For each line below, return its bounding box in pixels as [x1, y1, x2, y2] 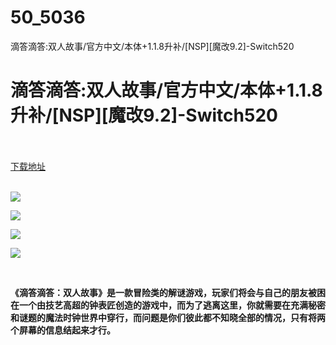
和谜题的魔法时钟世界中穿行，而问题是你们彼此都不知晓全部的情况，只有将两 [10, 311, 326, 323]
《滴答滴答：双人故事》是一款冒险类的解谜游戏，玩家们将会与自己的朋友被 [10, 286, 317, 298]
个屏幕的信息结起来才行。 [10, 324, 116, 336]
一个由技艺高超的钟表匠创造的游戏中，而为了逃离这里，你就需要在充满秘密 [18, 299, 326, 311]
